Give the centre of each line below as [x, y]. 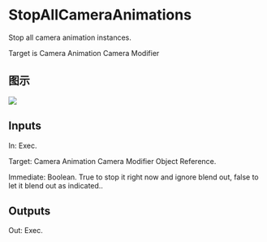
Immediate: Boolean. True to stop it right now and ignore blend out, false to [133, 177]
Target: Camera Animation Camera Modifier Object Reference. [112, 161]
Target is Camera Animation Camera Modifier [84, 53]
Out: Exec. [26, 231]
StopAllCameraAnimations [100, 15]
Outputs [30, 211]
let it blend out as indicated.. [56, 185]
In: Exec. [23, 145]
